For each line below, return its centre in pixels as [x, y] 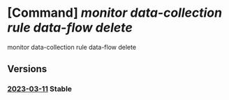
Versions [27, 69]
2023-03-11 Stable [39, 89]
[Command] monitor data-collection [114, 13]
